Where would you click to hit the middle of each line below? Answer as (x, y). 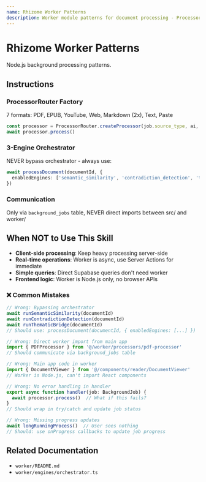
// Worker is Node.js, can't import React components (77, 375)
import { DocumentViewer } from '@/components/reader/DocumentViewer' (98, 370)
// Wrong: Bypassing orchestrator (51, 308)
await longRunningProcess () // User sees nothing (72, 426)
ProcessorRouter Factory (45, 102)
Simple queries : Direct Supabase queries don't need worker (91, 273)
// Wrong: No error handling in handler (59, 386)
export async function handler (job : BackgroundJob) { (77, 392)
